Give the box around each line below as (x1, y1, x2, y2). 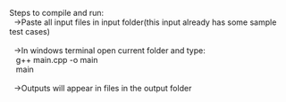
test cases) (9, 27, 51, 36)
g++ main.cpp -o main (15, 55, 98, 65)
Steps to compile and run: (9, 8, 105, 18)
